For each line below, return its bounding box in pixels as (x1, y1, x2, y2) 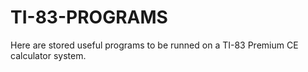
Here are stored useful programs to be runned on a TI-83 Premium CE (10, 39, 299, 51)
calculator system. (10, 49, 87, 61)
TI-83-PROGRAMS (10, 6, 168, 29)
